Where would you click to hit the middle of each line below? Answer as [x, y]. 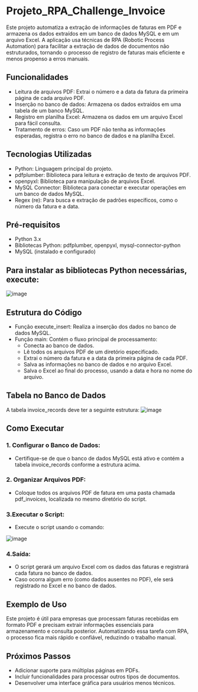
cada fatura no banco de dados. [54, 573]
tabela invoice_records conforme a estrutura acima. [77, 464]
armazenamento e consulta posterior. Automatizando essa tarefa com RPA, [98, 631]
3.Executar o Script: [35, 514]
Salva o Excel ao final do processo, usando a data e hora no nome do [108, 371]
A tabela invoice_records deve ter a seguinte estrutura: [73, 410]
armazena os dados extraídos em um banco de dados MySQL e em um [92, 33]
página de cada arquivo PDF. [50, 98]
